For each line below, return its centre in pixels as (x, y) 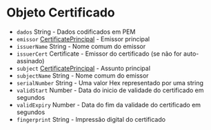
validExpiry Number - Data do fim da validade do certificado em (109, 105)
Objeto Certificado (61, 13)
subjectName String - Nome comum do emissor (82, 75)
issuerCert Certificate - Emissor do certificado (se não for (99, 54)
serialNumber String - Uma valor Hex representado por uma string (110, 83)
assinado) (30, 61)
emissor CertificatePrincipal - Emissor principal (83, 39)
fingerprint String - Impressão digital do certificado (91, 119)
